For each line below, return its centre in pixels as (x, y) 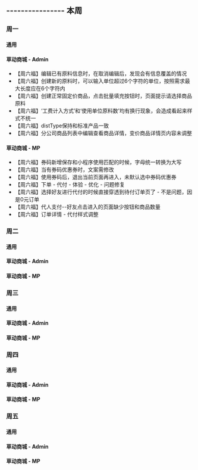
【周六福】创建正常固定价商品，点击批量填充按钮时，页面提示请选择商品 (103, 96)
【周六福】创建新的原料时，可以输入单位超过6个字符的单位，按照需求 (100, 81)
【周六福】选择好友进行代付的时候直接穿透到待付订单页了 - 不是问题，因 (103, 192)
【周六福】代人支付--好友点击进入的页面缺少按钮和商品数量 (87, 207)
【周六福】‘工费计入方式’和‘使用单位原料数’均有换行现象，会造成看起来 (101, 111)
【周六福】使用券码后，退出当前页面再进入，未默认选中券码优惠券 (95, 177)
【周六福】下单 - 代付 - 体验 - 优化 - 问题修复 (70, 185)
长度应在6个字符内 (43, 89)
